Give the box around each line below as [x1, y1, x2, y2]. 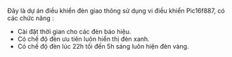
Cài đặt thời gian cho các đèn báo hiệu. [17, 28, 131, 35]
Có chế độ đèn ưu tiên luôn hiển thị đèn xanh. [17, 35, 150, 43]
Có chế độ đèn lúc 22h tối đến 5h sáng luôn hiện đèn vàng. [17, 42, 189, 50]
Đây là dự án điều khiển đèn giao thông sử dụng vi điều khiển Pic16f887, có [7, 7, 225, 15]
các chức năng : [7, 14, 54, 22]
